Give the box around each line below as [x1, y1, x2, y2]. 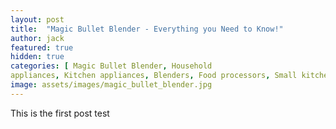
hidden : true [10, 52, 65, 62]
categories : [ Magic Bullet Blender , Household [10, 61, 213, 71]
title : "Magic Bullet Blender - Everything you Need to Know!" [10, 24, 284, 34]
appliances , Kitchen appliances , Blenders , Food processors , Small [10, 71, 298, 81]
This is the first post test [10, 107, 110, 119]
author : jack [10, 33, 65, 43]
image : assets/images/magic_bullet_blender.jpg [10, 80, 213, 90]
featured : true [10, 42, 74, 53]
